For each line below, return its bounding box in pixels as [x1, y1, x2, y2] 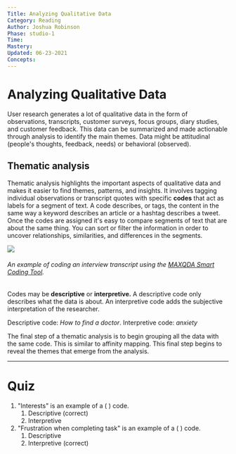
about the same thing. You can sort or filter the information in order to [7, 223, 209, 232]
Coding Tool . [7, 268, 44, 277]
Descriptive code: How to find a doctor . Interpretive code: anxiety [7, 318, 198, 327]
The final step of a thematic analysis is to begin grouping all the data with [7, 332, 219, 340]
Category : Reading [7, 17, 61, 24]
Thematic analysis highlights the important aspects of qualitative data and [7, 179, 221, 187]
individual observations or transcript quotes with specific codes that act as [7, 194, 224, 202]
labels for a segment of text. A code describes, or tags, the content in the [7, 201, 219, 210]
